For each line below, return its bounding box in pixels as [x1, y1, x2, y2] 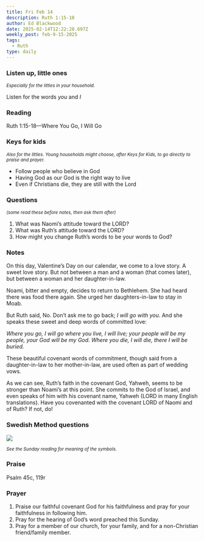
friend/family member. [15, 529, 71, 537]
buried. [6, 343, 24, 351]
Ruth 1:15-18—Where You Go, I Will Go [6, 123, 102, 130]
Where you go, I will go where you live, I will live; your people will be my [6, 330, 186, 337]
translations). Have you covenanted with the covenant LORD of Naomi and [6, 399, 193, 406]
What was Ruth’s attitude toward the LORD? [15, 226, 125, 234]
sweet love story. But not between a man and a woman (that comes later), [6, 269, 192, 276]
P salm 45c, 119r [6, 474, 46, 481]
